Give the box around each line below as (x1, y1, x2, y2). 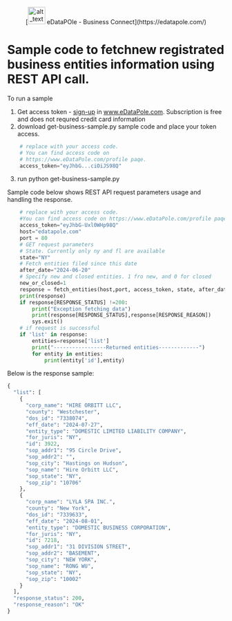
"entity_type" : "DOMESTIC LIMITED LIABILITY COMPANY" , (25, 427, 187, 435)
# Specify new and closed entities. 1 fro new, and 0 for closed (19, 273, 212, 280)
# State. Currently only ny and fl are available (19, 248, 166, 254)
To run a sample (7, 94, 53, 102)
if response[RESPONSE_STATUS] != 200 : (19, 299, 128, 306)
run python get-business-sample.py (17, 175, 120, 183)
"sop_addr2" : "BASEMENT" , (25, 550, 100, 557)
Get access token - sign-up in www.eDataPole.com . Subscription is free (17, 107, 222, 115)
